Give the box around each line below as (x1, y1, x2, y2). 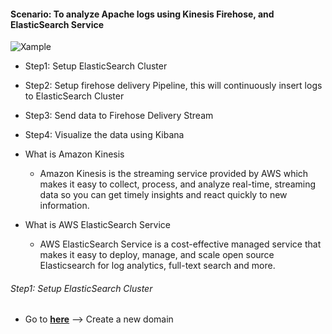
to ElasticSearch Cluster (24, 90, 125, 102)
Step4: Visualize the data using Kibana (24, 129, 185, 141)
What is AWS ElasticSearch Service (24, 219, 172, 231)
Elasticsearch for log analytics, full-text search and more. (39, 260, 276, 272)
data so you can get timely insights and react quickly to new (39, 189, 288, 201)
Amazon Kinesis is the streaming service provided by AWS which (39, 168, 309, 180)
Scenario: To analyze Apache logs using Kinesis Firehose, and (10, 8, 275, 20)
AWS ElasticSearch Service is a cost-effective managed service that (39, 238, 322, 250)
